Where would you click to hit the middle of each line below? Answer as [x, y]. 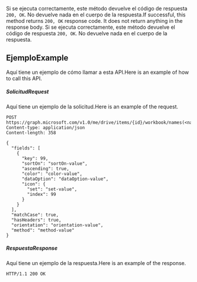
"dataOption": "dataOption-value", [65, 179]
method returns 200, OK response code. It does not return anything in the [94, 21]
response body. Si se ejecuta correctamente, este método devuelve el [91, 27]
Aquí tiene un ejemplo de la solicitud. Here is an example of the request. [92, 106]
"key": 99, [35, 158]
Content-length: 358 [31, 132]
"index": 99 [42, 194]
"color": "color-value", [52, 174]
